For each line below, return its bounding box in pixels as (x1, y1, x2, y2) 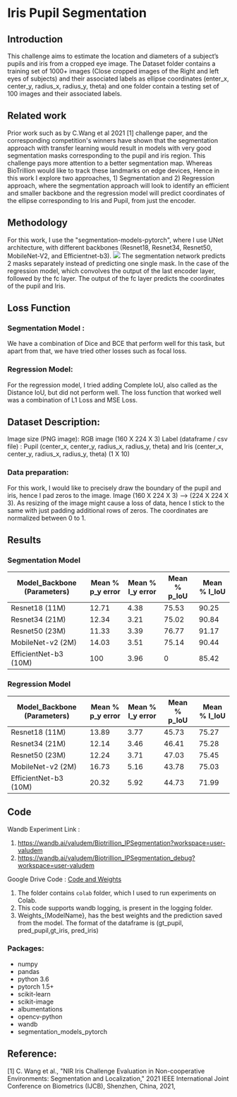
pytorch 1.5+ (17, 982, 54, 991)
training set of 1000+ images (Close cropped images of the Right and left (7, 67, 219, 75)
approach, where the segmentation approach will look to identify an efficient (7, 181, 229, 190)
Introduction (7, 33, 63, 45)
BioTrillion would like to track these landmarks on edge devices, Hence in (7, 166, 220, 175)
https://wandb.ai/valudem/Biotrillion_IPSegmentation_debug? (17, 854, 195, 862)
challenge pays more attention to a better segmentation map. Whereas (7, 158, 213, 167)
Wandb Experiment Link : (7, 825, 80, 833)
